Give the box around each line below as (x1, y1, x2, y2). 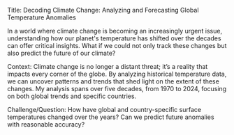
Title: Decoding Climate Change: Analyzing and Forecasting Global (7, 6, 199, 14)
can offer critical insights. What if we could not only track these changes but (7, 42, 227, 49)
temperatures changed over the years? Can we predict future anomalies (7, 113, 214, 121)
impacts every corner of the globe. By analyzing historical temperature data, (7, 70, 227, 78)
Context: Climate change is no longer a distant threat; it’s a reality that (7, 63, 208, 70)
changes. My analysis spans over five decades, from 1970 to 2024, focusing (7, 85, 227, 93)
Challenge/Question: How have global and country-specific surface (7, 106, 201, 113)
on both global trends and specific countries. (7, 92, 137, 100)
